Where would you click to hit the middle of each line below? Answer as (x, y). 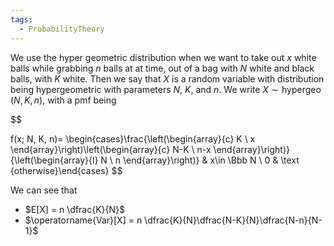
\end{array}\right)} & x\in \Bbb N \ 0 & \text (211, 160)
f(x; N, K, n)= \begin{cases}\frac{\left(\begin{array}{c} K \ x (133, 138)
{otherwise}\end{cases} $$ (66, 170)
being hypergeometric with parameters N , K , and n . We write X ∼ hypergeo (166, 89)
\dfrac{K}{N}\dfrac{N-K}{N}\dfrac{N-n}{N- (233, 220)
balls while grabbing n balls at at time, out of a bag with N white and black (162, 68)
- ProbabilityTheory (62, 29)
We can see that (44, 190)
